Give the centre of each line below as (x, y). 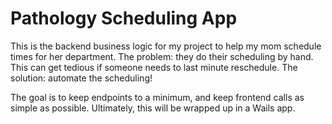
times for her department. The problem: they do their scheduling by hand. (162, 56)
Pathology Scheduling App (124, 18)
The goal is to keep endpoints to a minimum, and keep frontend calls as (157, 97)
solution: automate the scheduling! (81, 78)
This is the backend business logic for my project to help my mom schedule (166, 46)
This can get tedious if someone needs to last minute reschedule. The (154, 67)
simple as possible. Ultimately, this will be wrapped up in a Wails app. (153, 108)
